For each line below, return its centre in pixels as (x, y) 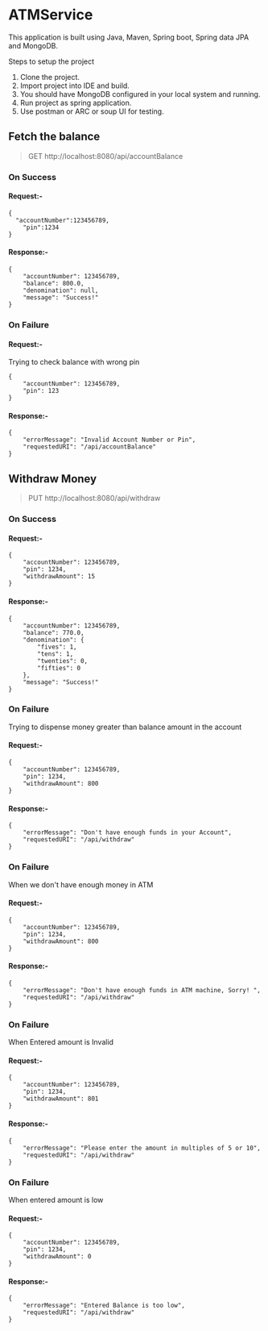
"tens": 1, (56, 654)
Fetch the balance (54, 137)
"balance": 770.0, (54, 632)
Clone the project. (50, 77)
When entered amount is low (56, 1200)
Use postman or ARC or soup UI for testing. (92, 111)
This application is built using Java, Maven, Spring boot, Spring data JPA (129, 37)
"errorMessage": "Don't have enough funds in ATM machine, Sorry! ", (142, 990)
